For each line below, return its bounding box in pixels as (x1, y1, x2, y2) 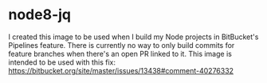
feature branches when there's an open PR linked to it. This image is (8, 49, 233, 58)
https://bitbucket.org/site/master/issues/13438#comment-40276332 (8, 65, 234, 75)
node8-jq (8, 6, 72, 24)
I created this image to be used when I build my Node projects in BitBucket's (8, 32, 259, 41)
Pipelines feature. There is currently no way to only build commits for (8, 40, 235, 49)
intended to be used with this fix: (8, 57, 116, 67)
